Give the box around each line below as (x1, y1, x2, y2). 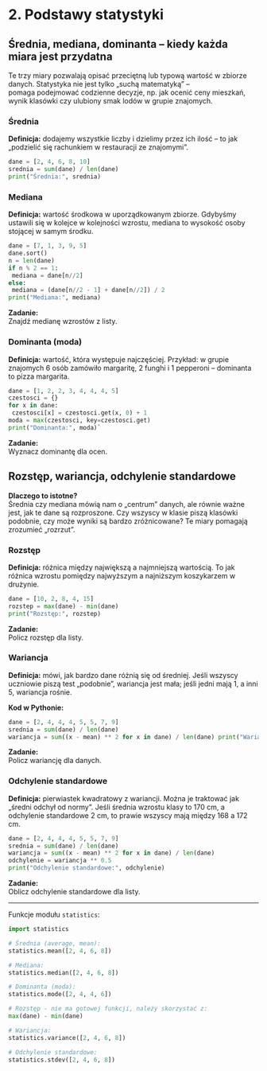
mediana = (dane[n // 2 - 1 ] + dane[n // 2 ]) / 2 (11, 286, 165, 294)
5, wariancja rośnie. (8, 687, 73, 697)
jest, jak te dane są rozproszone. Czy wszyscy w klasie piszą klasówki (8, 508, 238, 517)
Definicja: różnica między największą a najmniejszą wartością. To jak (8, 563, 236, 572)
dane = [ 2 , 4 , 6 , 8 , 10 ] (8, 158, 91, 166)
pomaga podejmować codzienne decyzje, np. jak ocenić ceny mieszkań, (8, 88, 246, 97)
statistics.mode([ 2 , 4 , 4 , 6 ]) (8, 991, 112, 999)
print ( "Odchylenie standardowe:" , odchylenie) (8, 864, 165, 872)
